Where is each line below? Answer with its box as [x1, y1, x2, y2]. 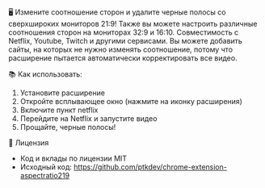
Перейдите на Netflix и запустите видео [19, 114, 158, 123]
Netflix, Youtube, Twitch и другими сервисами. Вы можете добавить [8, 36, 242, 45]
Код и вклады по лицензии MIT [19, 153, 128, 163]
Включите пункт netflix [19, 105, 99, 115]
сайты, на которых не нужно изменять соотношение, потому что [8, 44, 233, 54]
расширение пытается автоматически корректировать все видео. [8, 53, 238, 63]
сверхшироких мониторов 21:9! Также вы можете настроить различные [8, 19, 258, 28]
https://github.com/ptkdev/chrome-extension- [74, 162, 228, 172]
